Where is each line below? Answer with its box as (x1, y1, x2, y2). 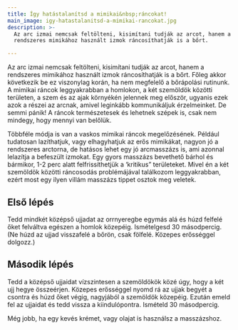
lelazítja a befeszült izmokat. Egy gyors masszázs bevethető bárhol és (7, 153, 214, 161)
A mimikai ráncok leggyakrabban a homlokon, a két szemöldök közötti (7, 86, 212, 94)
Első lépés (7, 196, 54, 208)
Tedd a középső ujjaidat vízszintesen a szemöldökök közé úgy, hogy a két (7, 277, 224, 286)
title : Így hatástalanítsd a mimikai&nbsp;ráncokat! (7, 10, 167, 18)
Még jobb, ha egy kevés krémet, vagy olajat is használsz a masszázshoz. (7, 314, 222, 322)
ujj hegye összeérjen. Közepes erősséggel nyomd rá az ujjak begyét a (7, 285, 212, 294)
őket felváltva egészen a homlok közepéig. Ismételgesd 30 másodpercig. (7, 222, 222, 231)
